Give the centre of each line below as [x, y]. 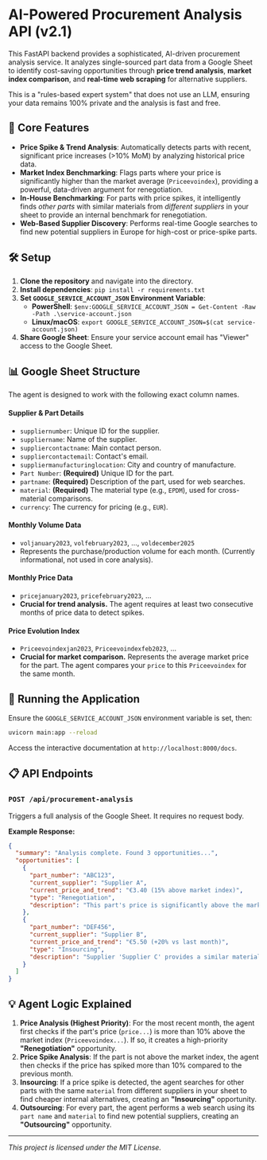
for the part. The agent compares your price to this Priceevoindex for [133, 666]
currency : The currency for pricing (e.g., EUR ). [94, 506]
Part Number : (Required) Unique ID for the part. [97, 473]
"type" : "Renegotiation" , [72, 897]
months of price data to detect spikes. [82, 612]
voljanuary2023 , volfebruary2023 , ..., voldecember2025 [107, 542]
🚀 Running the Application [74, 699]
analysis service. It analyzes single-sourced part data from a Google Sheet [130, 62]
